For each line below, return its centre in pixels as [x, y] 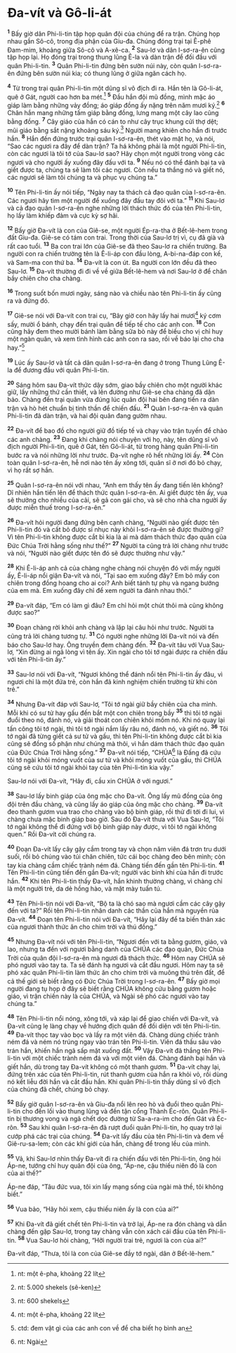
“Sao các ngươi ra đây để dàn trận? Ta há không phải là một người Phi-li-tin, [117, 146]
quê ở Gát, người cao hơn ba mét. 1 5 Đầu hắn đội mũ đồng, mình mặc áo [111, 96]
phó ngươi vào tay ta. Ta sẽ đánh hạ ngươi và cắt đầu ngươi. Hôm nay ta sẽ [115, 965]
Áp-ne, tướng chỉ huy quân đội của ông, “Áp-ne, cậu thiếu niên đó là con [112, 1166]
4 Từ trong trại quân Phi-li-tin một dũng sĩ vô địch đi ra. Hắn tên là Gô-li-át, [115, 87]
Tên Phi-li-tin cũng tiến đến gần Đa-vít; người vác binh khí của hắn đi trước [115, 872]
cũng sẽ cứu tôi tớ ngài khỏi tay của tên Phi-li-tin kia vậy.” [91, 767]
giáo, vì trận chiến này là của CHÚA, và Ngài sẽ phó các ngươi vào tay [109, 996]
